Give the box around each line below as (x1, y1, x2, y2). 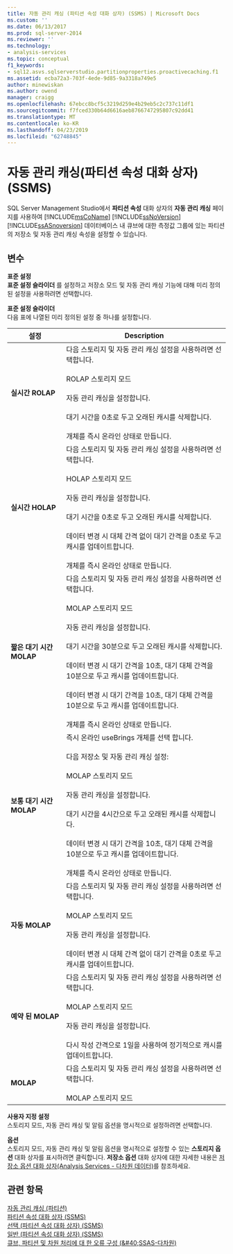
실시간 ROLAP (10, 388, 55, 397)
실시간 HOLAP (10, 503, 57, 512)
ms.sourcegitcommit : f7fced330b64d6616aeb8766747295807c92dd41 (7, 107, 194, 114)
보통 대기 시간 (10, 796, 53, 806)
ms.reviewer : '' (7, 36, 54, 43)
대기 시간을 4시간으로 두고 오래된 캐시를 (65, 809, 189, 818)
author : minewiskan (7, 81, 64, 88)
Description (124, 331, 164, 340)
